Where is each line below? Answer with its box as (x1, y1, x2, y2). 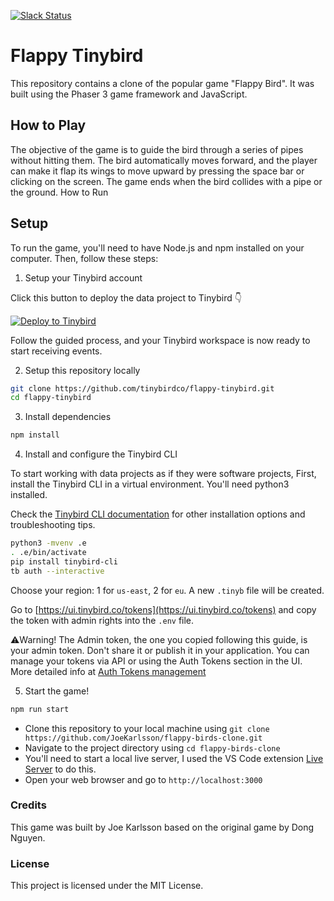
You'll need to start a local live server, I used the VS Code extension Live (24, 752, 324, 764)
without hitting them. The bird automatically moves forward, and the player (10, 154, 318, 166)
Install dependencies (24, 411, 112, 423)
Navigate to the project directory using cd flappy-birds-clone (24, 741, 281, 754)
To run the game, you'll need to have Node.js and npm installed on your (10, 241, 305, 254)
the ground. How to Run (10, 186, 109, 198)
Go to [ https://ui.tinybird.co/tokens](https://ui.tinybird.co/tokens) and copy (10, 603, 317, 615)
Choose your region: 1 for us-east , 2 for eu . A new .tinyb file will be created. (10, 584, 325, 596)
